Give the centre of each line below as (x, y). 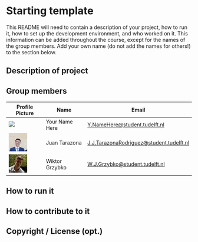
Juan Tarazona (64, 143)
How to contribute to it (48, 211)
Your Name (59, 122)
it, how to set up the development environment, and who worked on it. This (97, 33)
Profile (25, 107)
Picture (25, 113)
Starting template (50, 11)
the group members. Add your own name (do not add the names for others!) (98, 46)
